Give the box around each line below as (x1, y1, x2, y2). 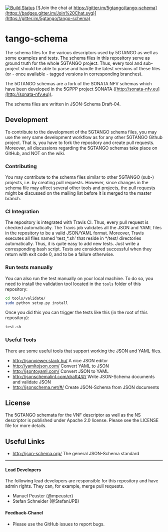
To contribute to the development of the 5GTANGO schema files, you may (5, 128, 157, 135)
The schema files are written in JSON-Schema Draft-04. (5, 101, 121, 107)
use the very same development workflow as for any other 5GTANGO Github (5, 134, 163, 140)
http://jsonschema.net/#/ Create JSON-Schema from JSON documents (12, 384, 159, 390)
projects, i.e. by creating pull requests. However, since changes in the (5, 180, 148, 186)
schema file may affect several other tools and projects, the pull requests (5, 185, 155, 191)
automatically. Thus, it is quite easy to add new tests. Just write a (5, 241, 139, 247)
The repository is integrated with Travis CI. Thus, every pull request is (5, 219, 149, 225)
